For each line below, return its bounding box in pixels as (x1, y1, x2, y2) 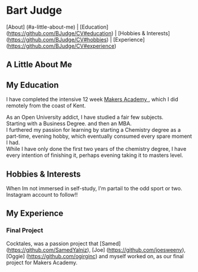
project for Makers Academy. (6, 259, 78, 266)
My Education (6, 80, 59, 90)
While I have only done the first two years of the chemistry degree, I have (6, 146, 187, 153)
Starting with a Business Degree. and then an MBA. (6, 120, 132, 127)
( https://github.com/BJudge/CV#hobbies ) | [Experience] (6, 36, 145, 43)
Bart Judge (6, 4, 63, 17)
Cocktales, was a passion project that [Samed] (6, 240, 121, 247)
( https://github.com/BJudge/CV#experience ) (6, 42, 117, 50)
